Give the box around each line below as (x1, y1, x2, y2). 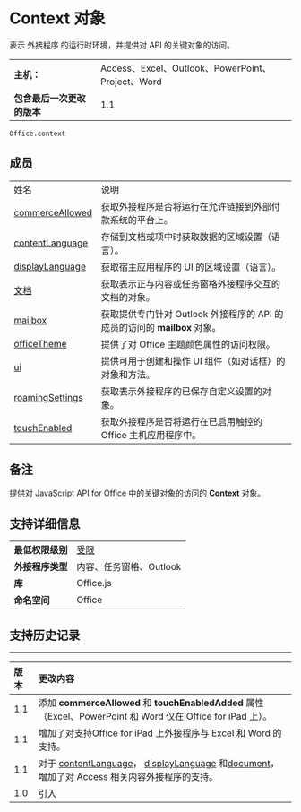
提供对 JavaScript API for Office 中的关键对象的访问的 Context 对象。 (9, 488, 266, 498)
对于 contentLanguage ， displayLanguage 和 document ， (39, 757, 279, 770)
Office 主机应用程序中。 (100, 428, 202, 441)
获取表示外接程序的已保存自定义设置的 (100, 384, 262, 397)
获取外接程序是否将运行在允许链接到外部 (100, 200, 271, 212)
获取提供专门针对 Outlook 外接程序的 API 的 (100, 307, 284, 320)
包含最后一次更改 (13, 91, 87, 104)
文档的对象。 (100, 290, 155, 303)
